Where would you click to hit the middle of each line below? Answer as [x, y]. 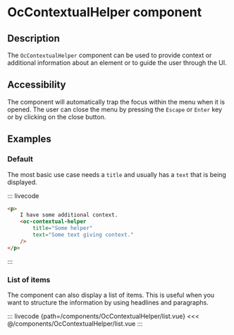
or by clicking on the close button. [57, 116]
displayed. [22, 182]
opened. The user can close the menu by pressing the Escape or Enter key [115, 109]
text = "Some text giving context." [83, 235]
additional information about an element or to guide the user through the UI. [117, 63]
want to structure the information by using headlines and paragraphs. [108, 302]
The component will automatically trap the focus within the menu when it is [116, 102]
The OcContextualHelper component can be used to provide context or [110, 55]
